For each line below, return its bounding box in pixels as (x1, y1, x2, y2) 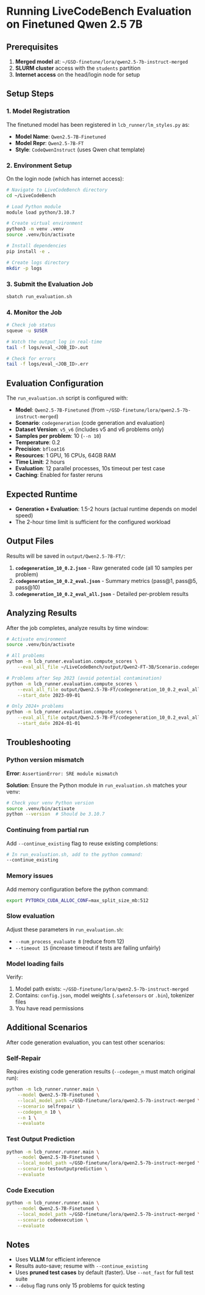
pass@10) (15, 584, 41, 591)
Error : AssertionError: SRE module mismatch (6, 770, 118, 777)
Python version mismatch (6, 756, 84, 764)
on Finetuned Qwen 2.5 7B (6, 17, 143, 31)
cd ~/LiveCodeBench (6, 192, 56, 198)
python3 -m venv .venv (6, 226, 64, 232)
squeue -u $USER (6, 328, 48, 334)
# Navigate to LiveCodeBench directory (6, 187, 108, 193)
